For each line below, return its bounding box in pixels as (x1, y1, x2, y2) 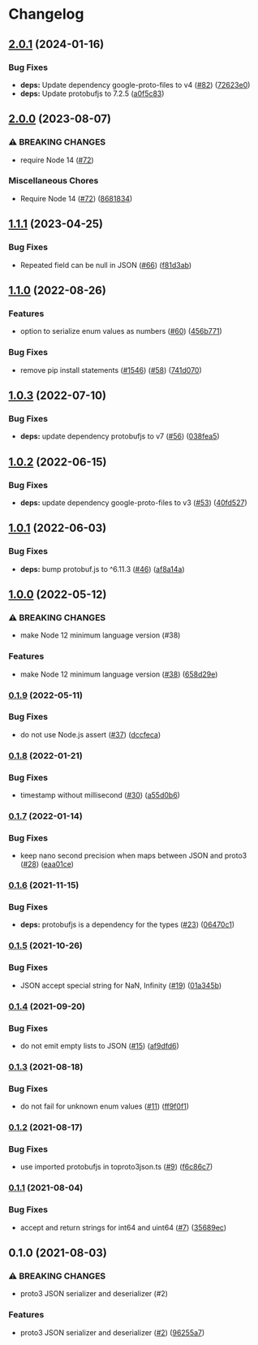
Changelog (8, 5, 84, 24)
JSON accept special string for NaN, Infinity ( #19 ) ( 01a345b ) (19, 980, 221, 990)
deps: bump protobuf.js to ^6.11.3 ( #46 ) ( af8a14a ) (19, 564, 185, 573)
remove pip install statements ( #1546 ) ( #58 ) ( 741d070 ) (19, 365, 203, 374)
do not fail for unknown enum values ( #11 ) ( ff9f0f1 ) (19, 1101, 189, 1111)
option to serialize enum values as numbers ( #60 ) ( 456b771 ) (19, 327, 222, 336)
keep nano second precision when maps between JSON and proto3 (19, 850, 247, 861)
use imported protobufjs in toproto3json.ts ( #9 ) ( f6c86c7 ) (19, 1162, 213, 1172)
